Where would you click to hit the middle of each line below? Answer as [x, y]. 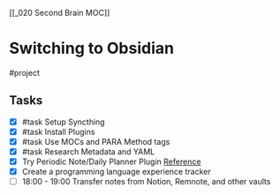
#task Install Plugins [58, 131]
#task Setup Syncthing [63, 122]
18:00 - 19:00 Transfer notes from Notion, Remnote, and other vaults [146, 182]
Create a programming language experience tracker [116, 172]
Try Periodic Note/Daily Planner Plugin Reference [111, 161]
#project [25, 72]
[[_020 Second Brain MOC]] [60, 13]
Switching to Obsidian [92, 49]
